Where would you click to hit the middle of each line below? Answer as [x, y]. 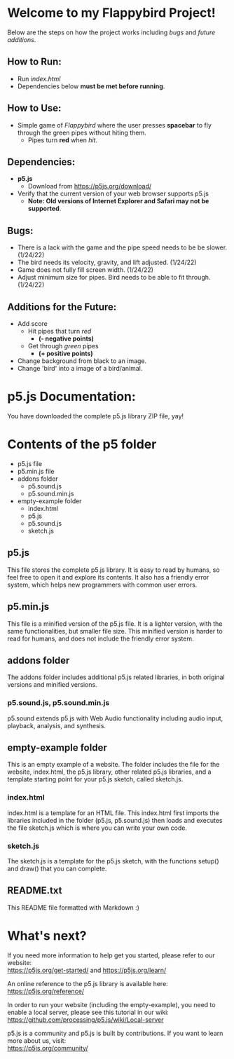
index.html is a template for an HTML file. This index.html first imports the [113, 813]
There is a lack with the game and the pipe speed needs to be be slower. [122, 247]
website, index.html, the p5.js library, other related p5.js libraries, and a [109, 772]
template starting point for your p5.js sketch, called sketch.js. [95, 779]
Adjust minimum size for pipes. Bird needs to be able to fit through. [114, 278]
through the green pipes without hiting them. [82, 132]
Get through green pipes [63, 346]
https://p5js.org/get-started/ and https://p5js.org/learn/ [87, 970]
